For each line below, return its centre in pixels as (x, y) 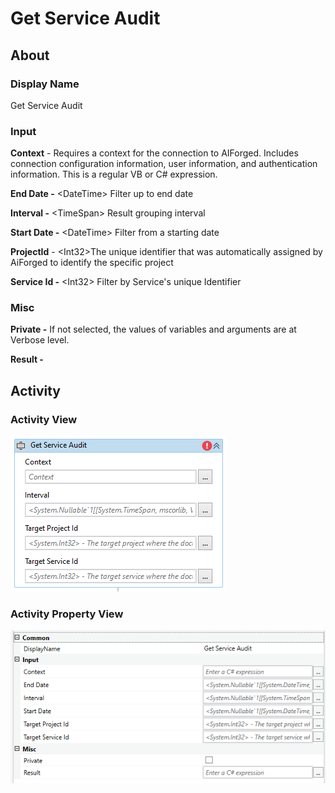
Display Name (45, 84)
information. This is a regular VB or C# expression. (114, 174)
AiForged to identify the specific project (92, 263)
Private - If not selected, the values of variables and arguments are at (153, 329)
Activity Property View (67, 614)
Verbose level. (40, 340)
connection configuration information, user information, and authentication (164, 164)
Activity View (44, 419)
